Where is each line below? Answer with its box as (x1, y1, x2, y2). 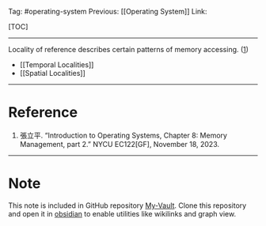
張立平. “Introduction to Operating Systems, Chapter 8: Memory (19, 130, 228, 140)
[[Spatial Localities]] (19, 69, 85, 77)
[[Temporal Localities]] (19, 60, 94, 70)
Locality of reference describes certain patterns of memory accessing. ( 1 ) (8, 45, 249, 54)
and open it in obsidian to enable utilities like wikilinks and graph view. (8, 209, 236, 218)
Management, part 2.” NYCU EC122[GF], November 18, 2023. (19, 139, 220, 149)
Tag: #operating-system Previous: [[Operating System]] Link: (8, 7, 207, 16)
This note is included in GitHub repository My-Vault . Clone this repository (8, 201, 247, 210)
